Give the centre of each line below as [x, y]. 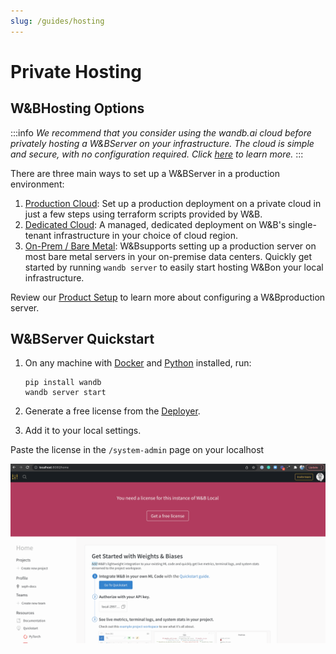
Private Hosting [76, 71]
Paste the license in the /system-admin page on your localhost [137, 450]
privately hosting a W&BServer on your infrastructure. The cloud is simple [162, 143]
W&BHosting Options [77, 108]
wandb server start [65, 393]
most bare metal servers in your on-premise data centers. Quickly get [168, 256]
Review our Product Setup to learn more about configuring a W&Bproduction [168, 297]
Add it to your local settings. [83, 431]
